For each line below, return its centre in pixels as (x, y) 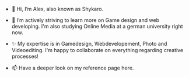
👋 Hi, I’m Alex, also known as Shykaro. (57, 9)
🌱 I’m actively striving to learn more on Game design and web (85, 20)
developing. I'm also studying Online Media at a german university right (97, 26)
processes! (25, 56)
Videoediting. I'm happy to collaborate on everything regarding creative (97, 50)
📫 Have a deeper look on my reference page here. (73, 68)
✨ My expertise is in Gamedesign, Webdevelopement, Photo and (89, 44)
